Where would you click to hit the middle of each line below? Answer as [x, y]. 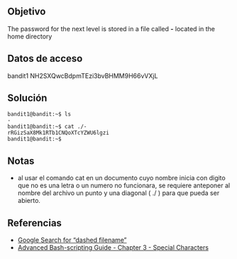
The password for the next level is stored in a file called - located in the [111, 28]
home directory [30, 36]
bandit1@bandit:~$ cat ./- [47, 127]
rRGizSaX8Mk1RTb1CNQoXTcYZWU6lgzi [59, 133]
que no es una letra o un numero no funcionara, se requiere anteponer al [124, 186]
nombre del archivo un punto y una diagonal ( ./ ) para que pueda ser [118, 193]
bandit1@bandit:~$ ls [39, 114]
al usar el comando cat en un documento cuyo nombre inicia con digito [121, 178]
